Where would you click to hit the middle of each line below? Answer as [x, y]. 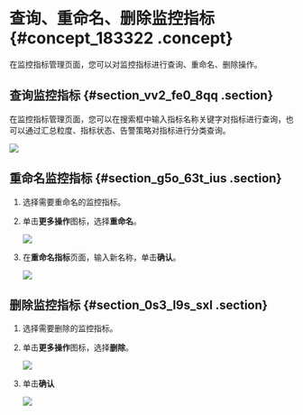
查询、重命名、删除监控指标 [112, 18]
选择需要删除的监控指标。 [70, 328]
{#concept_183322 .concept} [121, 38]
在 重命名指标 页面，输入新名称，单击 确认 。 [101, 257]
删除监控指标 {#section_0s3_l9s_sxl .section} [139, 304]
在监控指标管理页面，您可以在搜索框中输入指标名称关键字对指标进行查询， [147, 119]
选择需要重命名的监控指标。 [74, 202]
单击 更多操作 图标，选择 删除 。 [78, 347]
